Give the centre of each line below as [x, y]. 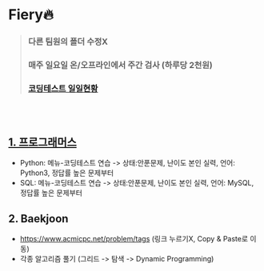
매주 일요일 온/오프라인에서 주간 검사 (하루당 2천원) [120, 66]
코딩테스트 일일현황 [63, 88]
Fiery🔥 [31, 15]
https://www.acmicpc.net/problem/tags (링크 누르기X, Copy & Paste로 [134, 238]
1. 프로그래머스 [43, 142]
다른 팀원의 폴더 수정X [68, 42]
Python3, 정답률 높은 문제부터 [67, 173]
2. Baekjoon [38, 219]
